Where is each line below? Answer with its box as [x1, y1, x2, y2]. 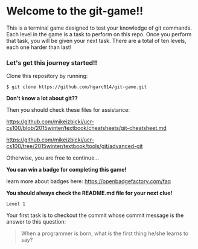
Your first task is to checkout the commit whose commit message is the [6, 212, 184, 219]
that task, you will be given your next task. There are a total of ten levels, [6, 37, 187, 44]
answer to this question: [6, 218, 66, 225]
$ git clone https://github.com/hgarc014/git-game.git [6, 84, 147, 90]
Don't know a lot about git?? [6, 95, 78, 102]
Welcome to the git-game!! [6, 4, 144, 18]
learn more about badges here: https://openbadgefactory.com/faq [6, 178, 171, 185]
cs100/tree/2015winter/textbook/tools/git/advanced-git [6, 143, 143, 150]
